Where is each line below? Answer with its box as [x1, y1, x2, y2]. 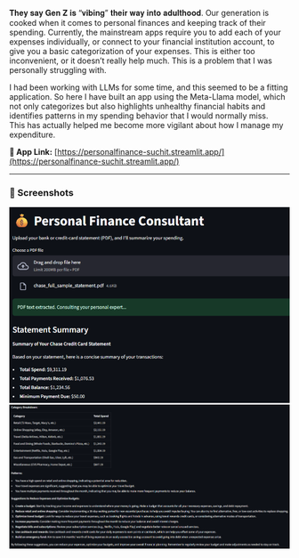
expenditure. [9, 129, 56, 140]
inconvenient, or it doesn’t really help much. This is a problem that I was [9, 55, 273, 66]
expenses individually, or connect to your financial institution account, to [9, 36, 275, 47]
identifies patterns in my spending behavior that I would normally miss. [9, 110, 269, 121]
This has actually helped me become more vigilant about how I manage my [9, 120, 284, 130]
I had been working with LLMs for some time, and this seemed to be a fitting [9, 82, 288, 93]
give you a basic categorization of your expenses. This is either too [9, 46, 255, 56]
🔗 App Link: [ [9, 147, 58, 157]
